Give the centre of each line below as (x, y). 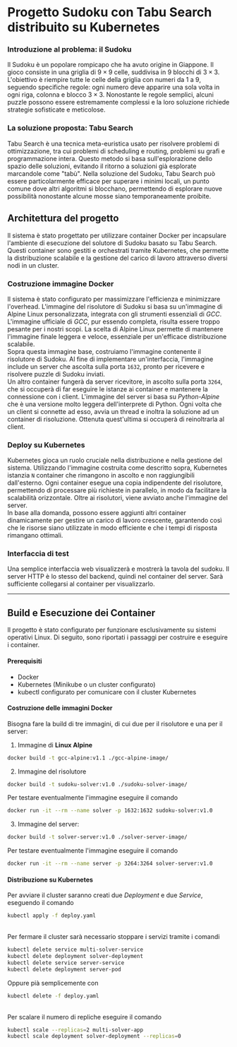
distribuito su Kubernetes (84, 27)
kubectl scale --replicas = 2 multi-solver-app (75, 1030)
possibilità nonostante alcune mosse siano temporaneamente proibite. (109, 196)
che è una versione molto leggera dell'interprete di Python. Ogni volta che (115, 404)
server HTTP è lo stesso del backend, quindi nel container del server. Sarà (115, 576)
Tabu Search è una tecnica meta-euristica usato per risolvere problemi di (114, 143)
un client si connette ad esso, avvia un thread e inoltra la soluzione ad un (113, 411)
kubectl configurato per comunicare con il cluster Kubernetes (107, 692)
